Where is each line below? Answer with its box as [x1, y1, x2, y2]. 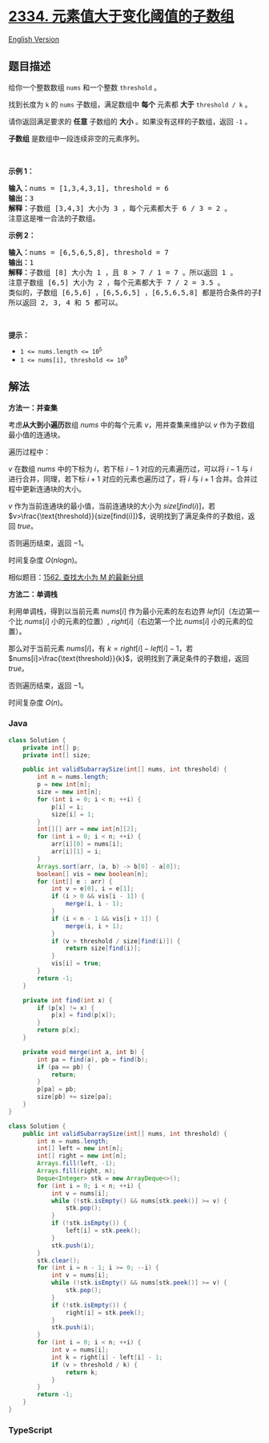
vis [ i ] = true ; [50, 959, 102, 967]
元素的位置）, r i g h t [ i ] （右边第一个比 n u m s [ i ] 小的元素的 [65, 616, 247, 626]
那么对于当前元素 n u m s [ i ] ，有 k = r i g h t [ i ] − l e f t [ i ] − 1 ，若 [8, 643, 194, 653]
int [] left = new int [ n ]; [37, 1145, 124, 1153]
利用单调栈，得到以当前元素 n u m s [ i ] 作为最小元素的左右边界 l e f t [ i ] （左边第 [8, 606, 254, 616]
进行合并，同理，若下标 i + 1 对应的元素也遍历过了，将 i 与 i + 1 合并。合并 [8, 474, 251, 484]
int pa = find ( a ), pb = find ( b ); [37, 1056, 149, 1064]
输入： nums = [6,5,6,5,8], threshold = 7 [8, 248, 170, 257]
